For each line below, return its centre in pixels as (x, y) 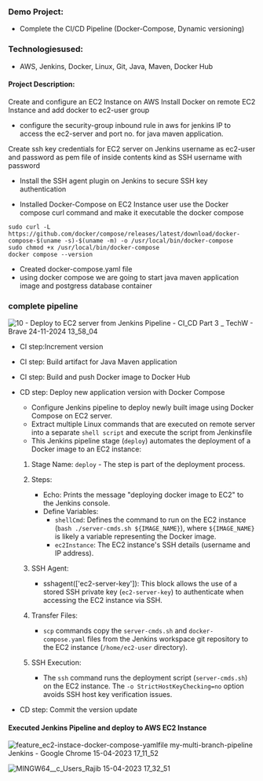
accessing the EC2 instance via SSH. (102, 600)
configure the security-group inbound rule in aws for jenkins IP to (125, 125)
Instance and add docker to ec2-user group (79, 110)
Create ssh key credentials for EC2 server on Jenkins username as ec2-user (132, 148)
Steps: (42, 480)
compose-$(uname (35, 241)
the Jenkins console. (77, 503)
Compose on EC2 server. (71, 416)
